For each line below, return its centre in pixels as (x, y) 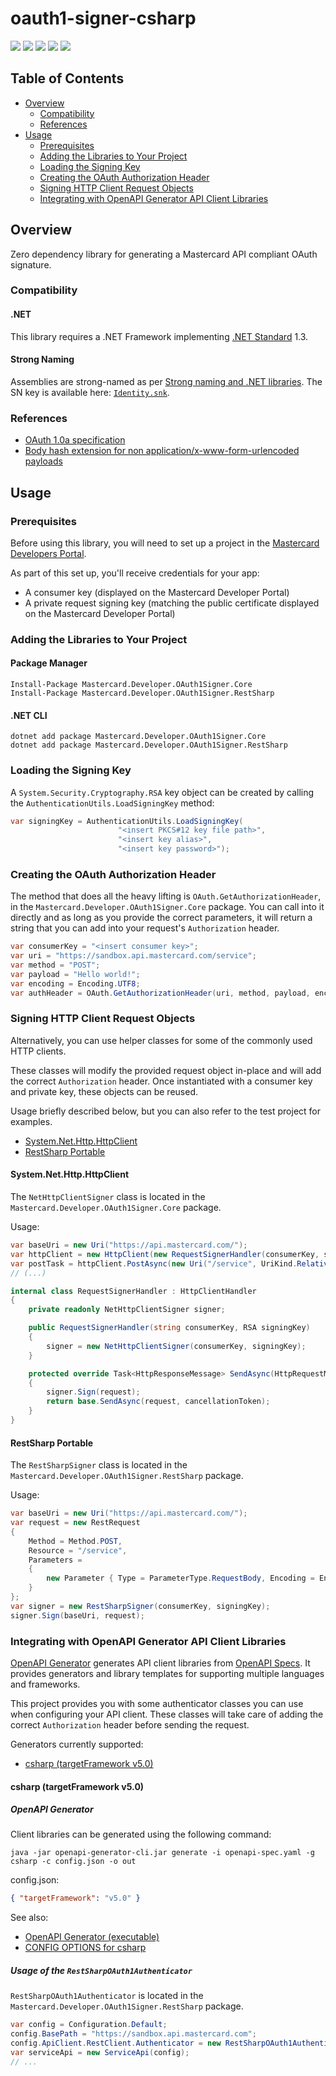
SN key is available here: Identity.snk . (90, 392)
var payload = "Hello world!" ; (75, 974)
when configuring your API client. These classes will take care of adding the (167, 1714)
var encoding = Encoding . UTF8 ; (75, 983)
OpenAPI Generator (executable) (92, 1937)
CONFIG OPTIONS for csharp (85, 1948)
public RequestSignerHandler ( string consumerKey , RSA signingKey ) (169, 1328)
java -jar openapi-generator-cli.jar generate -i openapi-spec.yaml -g (162, 1853)
